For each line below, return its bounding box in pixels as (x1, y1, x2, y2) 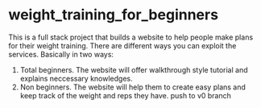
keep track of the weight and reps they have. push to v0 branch (19, 90, 232, 100)
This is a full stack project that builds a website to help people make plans (8, 32, 254, 42)
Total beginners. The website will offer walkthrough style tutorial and (19, 64, 248, 74)
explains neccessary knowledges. (19, 73, 133, 83)
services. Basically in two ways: (8, 49, 114, 59)
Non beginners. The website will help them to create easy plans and (19, 82, 246, 92)
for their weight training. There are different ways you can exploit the (8, 40, 237, 50)
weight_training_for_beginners (8, 6, 219, 24)
